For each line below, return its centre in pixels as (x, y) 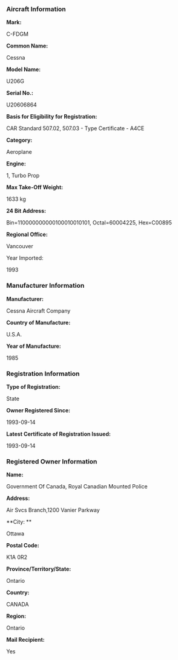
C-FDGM (18, 34)
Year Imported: (25, 258)
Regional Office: (27, 234)
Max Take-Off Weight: (35, 187)
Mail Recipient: (25, 640)
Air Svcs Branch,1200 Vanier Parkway (53, 510)
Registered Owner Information (52, 461)
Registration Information (43, 373)
